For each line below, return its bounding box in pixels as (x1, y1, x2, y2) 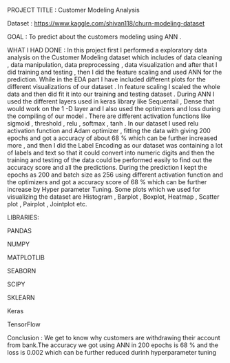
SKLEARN (7, 293, 35, 302)
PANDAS (7, 227, 32, 235)
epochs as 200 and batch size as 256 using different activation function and (7, 170, 224, 179)
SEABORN (7, 267, 36, 275)
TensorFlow (7, 320, 41, 328)
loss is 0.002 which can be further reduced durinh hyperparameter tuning (7, 349, 217, 356)
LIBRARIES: (7, 213, 39, 222)
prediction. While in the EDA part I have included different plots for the (7, 75, 207, 84)
